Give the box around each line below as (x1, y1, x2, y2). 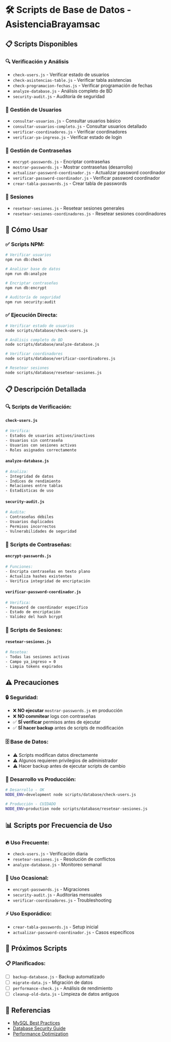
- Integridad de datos (5, 474, 54, 479)
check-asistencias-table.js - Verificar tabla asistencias (12, 77, 132, 83)
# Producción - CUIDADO (5, 801, 56, 807)
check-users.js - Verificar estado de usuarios (12, 71, 110, 78)
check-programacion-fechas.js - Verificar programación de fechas (12, 82, 153, 88)
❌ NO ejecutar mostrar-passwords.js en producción (12, 708, 123, 714)
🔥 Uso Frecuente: (5, 839, 50, 846)
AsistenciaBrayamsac (5, 18, 101, 30)
